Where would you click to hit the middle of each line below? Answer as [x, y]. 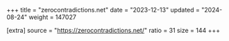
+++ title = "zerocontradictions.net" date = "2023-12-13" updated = [103, 10]
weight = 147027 [53, 17]
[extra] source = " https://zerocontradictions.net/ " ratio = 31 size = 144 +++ [113, 30]
